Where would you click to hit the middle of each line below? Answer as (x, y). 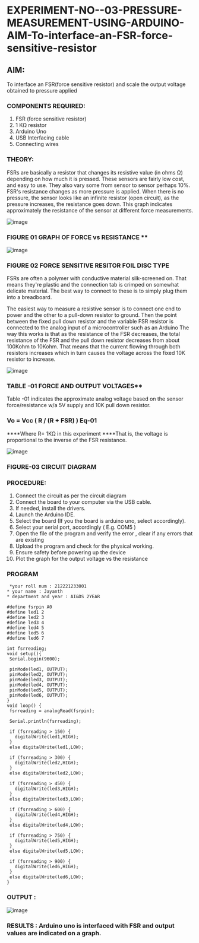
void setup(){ (24, 654)
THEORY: (20, 160)
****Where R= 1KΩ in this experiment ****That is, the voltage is (87, 433)
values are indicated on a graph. (54, 933)
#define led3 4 (26, 623)
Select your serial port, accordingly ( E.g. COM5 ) (75, 527)
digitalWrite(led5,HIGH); (47, 841)
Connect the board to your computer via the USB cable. (83, 502)
